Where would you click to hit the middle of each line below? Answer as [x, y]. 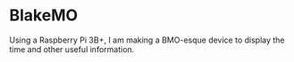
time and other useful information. [72, 49]
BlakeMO [44, 15]
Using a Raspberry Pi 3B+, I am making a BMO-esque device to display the [147, 40]
